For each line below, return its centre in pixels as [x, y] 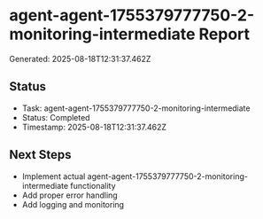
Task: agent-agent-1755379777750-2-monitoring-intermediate [136, 108]
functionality [93, 185]
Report [224, 34]
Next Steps [40, 155]
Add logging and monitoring [73, 204]
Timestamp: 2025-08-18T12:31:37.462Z [94, 127]
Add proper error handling [70, 195]
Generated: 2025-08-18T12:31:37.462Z [80, 59]
